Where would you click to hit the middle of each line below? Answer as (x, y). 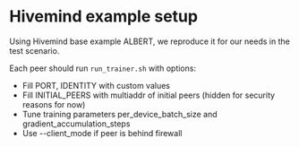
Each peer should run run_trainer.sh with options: (103, 68)
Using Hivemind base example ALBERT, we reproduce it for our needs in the (150, 41)
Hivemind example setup (104, 17)
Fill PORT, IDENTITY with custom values (96, 85)
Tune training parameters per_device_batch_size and (120, 114)
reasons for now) (54, 104)
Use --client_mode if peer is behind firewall (102, 133)
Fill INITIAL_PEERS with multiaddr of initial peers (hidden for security (149, 95)
